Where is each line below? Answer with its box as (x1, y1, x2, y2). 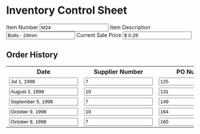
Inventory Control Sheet (6, 4, 127, 17)
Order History (6, 50, 58, 60)
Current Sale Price (76, 31, 122, 39)
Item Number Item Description (6, 23, 151, 30)
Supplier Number (93, 67, 143, 76)
